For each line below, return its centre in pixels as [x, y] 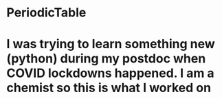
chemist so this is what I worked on [109, 88]
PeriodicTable [46, 13]
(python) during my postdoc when [106, 59]
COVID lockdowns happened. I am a [110, 73]
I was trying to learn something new [111, 44]
